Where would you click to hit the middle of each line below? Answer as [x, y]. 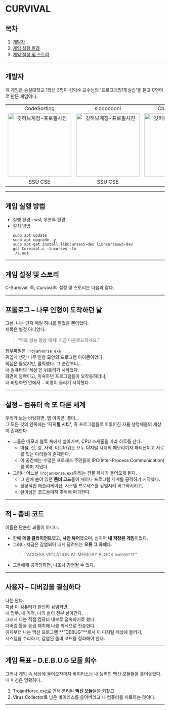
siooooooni [108, 108]
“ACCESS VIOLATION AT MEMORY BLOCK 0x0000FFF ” [81, 554]
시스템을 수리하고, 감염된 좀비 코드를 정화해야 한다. [55, 638]
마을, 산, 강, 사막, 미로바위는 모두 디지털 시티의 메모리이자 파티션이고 [88, 448]
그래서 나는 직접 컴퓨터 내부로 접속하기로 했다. [51, 619]
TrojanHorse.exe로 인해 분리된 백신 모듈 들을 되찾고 [63, 691]
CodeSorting [39, 108]
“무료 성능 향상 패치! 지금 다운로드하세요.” [59, 340]
